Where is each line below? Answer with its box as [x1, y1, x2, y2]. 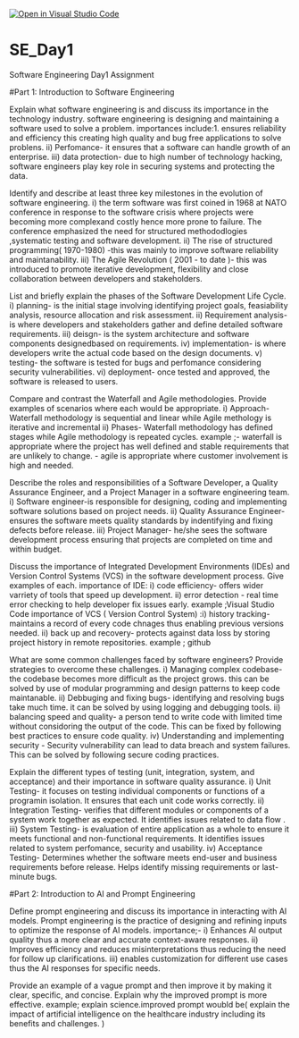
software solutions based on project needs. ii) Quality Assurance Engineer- [9, 505, 286, 516]
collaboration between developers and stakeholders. [9, 273, 203, 283]
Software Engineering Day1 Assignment [9, 69, 154, 80]
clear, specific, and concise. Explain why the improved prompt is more [9, 989, 268, 1000]
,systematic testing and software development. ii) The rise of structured [9, 235, 273, 246]
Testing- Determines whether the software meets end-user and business [9, 852, 278, 863]
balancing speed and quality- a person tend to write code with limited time [9, 711, 283, 722]
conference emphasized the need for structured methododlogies [9, 225, 248, 236]
